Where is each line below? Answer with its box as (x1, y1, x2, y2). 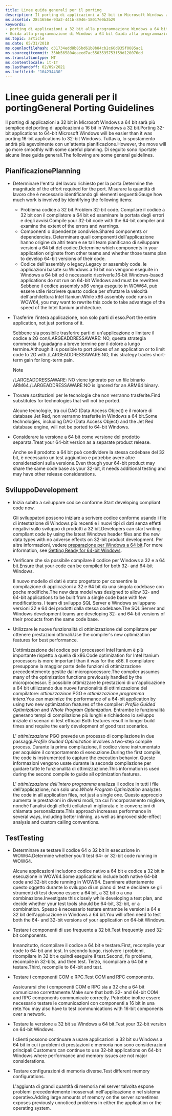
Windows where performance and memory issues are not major (12, 1053, 147, 1059)
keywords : (5, 22, 27, 27)
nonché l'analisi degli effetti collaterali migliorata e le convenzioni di (12, 802, 156, 809)
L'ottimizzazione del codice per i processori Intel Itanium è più (12, 647, 144, 653)
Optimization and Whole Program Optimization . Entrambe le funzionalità (12, 706, 165, 713)
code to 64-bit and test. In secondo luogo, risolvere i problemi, (12, 948, 145, 954)
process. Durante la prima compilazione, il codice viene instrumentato (12, 743, 160, 750)
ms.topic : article (5, 36, 45, 41)
